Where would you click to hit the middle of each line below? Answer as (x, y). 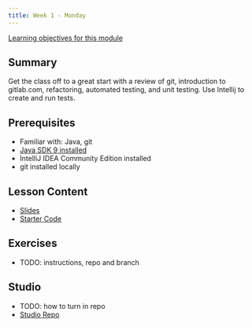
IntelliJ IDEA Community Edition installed (85, 159)
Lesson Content (48, 191)
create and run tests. (42, 98)
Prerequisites (42, 123)
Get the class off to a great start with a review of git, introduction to (117, 81)
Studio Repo (39, 314)
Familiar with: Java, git (56, 141)
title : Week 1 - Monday (47, 15)
